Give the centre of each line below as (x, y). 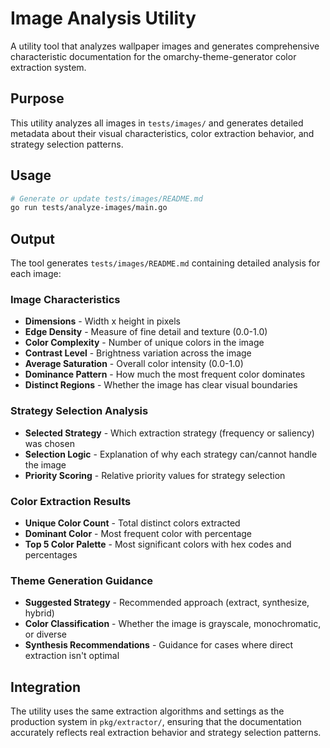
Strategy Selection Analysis (79, 411)
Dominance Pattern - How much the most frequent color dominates (165, 374)
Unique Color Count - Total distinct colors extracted (132, 523)
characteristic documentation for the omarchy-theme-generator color (153, 56)
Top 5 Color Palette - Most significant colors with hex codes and (158, 544)
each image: (36, 274)
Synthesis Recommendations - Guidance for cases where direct (159, 645)
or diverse (45, 634)
